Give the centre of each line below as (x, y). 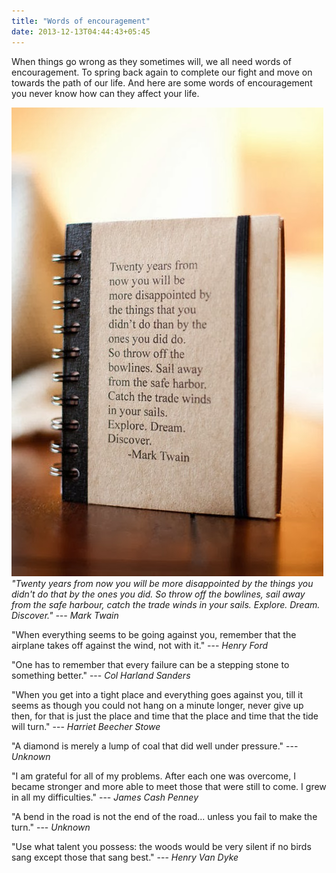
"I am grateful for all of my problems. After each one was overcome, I (153, 776)
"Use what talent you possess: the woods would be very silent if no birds (161, 846)
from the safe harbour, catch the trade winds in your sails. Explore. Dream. (166, 604)
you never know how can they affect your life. (105, 93)
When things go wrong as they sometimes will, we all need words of (151, 61)
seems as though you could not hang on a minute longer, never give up (157, 705)
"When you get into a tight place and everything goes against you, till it (157, 694)
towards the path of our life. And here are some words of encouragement (162, 82)
